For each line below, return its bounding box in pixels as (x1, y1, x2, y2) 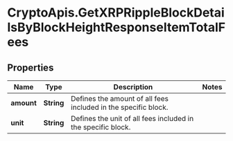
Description (113, 82, 153, 91)
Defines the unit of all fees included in (70, 114, 194, 123)
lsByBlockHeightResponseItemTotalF (7, 19, 226, 35)
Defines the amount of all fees (70, 94, 169, 103)
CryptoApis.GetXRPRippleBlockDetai (7, 5, 225, 21)
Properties (7, 62, 54, 73)
